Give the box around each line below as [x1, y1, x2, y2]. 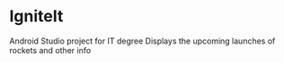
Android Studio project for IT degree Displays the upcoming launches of [9, 35, 276, 46]
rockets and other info [9, 44, 92, 55]
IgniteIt [9, 6, 64, 27]
